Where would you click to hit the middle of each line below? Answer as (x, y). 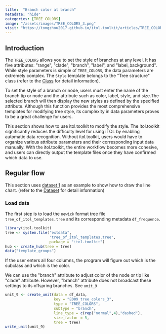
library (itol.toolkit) (28, 228)
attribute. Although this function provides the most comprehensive (73, 106)
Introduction (25, 48)
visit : (12, 28)
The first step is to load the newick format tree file (55, 214)
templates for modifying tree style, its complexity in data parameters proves (82, 111)
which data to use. (24, 157)
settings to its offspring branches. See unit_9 (51, 286)
